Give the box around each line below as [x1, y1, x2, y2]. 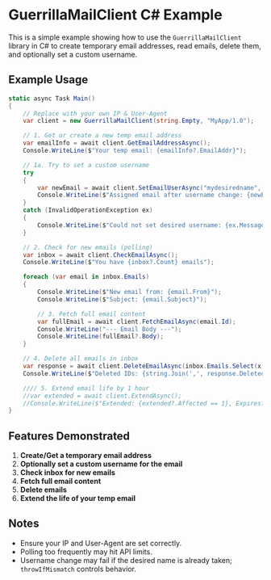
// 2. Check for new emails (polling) [23, 243, 153, 251]
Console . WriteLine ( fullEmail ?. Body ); [37, 333, 164, 341]
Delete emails [19, 485, 67, 494]
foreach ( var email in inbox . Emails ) [23, 273, 150, 281]
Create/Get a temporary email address [19, 451, 152, 460]
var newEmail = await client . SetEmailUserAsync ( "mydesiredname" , [37, 183, 262, 191]
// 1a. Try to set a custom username [23, 161, 150, 169]
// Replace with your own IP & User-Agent [23, 109, 168, 118]
